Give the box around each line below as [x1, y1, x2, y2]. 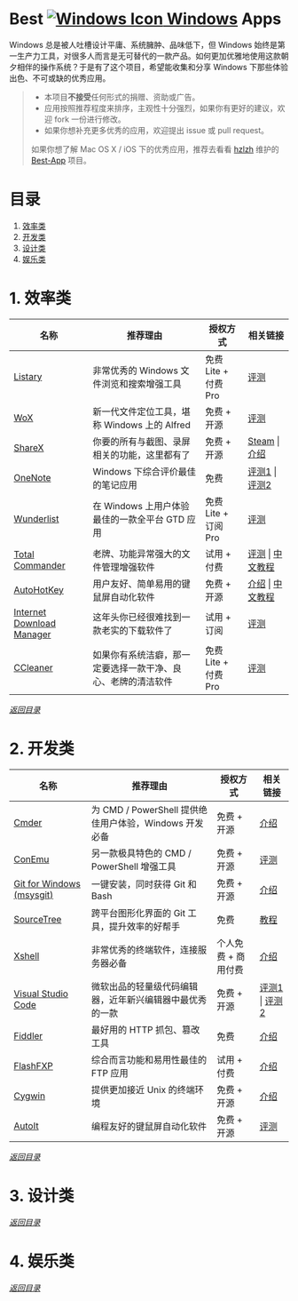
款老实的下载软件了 [92, 624, 173, 636]
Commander [13, 559, 66, 571]
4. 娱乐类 [9, 1251, 75, 1271]
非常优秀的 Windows [92, 364, 179, 377]
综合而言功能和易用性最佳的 [91, 1053, 208, 1066]
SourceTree [13, 913, 62, 925]
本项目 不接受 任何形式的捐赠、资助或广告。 [43, 92, 200, 102]
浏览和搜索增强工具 [101, 378, 182, 390]
